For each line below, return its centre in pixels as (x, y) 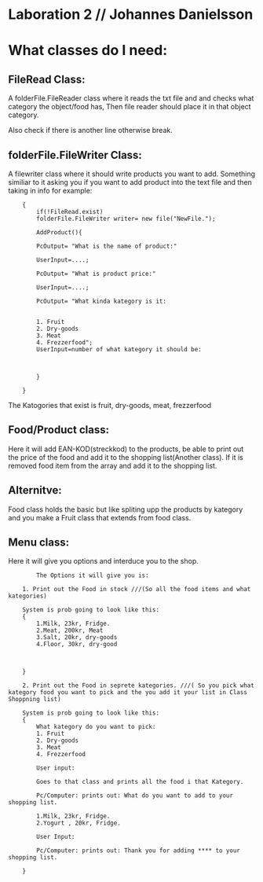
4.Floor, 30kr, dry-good (77, 645)
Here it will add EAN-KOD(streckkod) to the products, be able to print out (126, 449)
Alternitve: (35, 490)
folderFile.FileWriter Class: (75, 155)
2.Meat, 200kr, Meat (70, 630)
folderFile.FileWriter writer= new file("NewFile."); (126, 219)
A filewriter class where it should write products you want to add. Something (132, 174)
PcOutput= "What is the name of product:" (107, 246)
